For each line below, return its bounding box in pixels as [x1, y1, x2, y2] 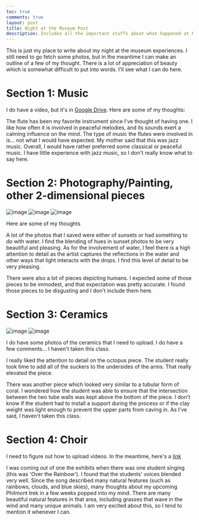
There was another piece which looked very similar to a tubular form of [6, 381, 179, 388]
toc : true [6, 8, 31, 15]
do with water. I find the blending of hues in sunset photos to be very [6, 238, 175, 245]
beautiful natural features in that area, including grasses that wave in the [6, 496, 183, 503]
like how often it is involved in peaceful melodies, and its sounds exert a [6, 124, 181, 131]
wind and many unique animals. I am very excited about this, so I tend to [6, 502, 182, 509]
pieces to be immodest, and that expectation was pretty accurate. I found [6, 281, 185, 288]
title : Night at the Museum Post [6, 25, 89, 31]
